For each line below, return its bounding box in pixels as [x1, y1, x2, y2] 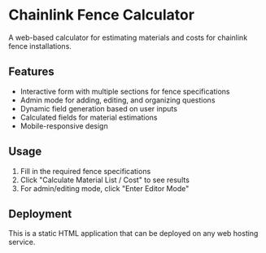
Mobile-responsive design [20, 120, 108, 131]
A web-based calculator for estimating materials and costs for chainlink [8, 33, 248, 42]
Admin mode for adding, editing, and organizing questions [20, 95, 216, 105]
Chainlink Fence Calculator [8, 6, 195, 24]
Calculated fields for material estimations [20, 112, 158, 122]
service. [8, 238, 36, 247]
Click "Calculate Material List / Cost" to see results [20, 175, 190, 185]
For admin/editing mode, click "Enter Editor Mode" [20, 183, 190, 193]
